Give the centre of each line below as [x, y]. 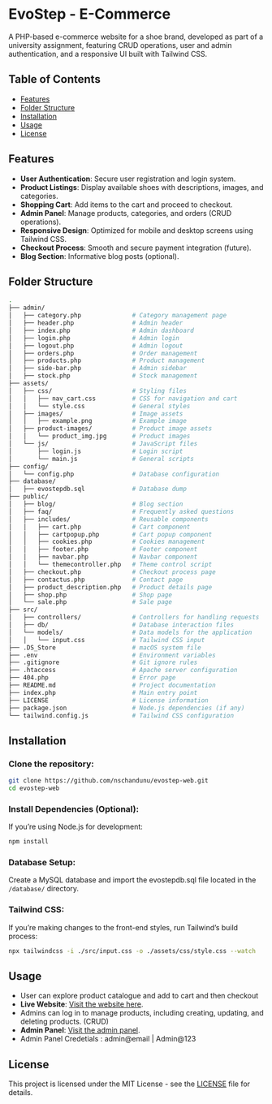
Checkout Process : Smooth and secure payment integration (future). [136, 248]
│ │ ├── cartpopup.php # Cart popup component [110, 534]
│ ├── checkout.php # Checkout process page [112, 572]
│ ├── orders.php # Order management [103, 353]
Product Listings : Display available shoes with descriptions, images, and [142, 187]
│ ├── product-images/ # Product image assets [110, 429]
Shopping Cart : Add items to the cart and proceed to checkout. [126, 205]
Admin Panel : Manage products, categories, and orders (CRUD [126, 213]
